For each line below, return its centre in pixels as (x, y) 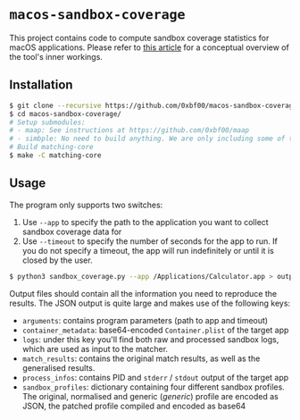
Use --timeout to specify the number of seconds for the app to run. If (150, 241)
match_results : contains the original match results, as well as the (141, 358)
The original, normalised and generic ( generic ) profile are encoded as (150, 396)
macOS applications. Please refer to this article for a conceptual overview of (150, 47)
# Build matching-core (51, 147)
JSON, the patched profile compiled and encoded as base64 (134, 406)
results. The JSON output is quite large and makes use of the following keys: (150, 303)
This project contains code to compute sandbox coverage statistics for (139, 38)
